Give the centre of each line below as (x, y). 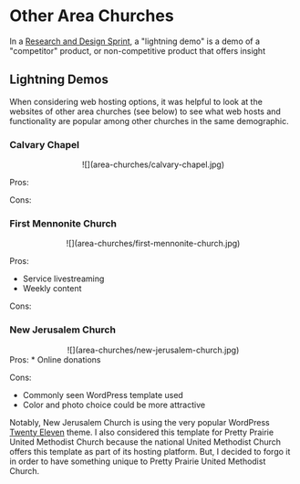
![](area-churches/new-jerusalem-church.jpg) (153, 350)
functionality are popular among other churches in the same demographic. (149, 121)
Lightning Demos (59, 80)
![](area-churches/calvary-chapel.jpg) (153, 164)
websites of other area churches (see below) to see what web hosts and (145, 111)
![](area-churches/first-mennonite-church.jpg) (153, 244)
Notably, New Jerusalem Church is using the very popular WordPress (140, 422)
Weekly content (52, 289)
